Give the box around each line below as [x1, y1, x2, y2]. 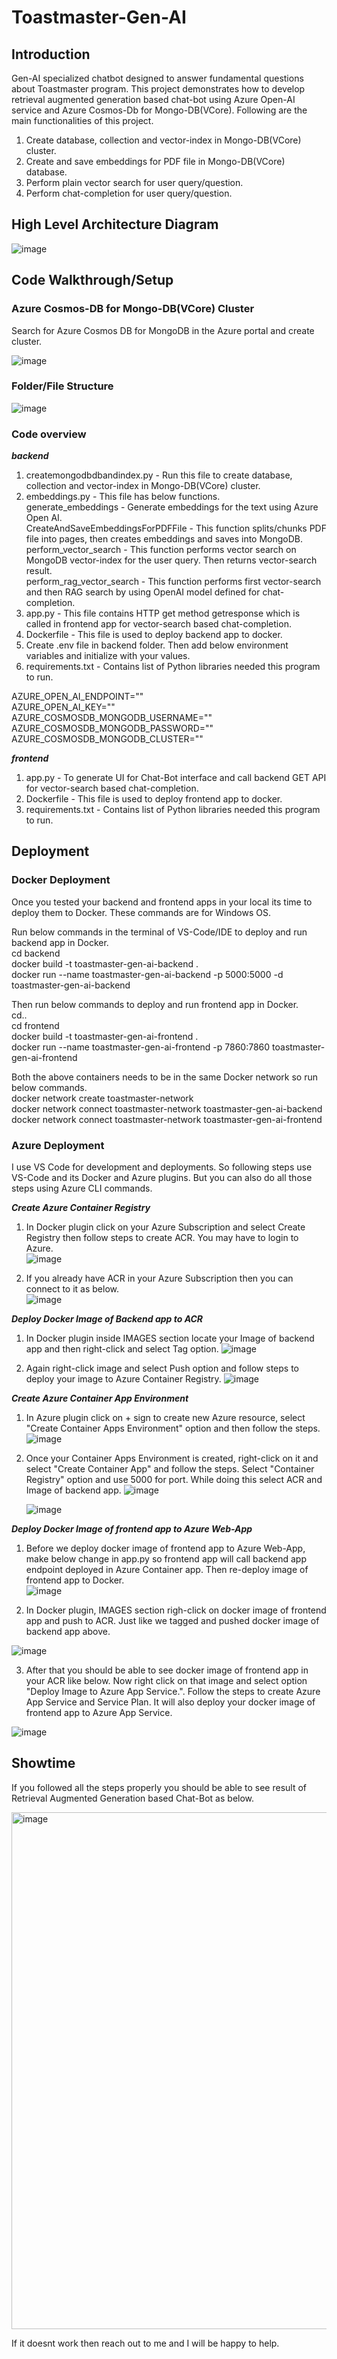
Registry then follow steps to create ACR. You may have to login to [25, 1232, 299, 1244]
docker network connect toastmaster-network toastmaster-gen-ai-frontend [11, 1113, 323, 1125]
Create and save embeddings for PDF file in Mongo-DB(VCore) [25, 156, 286, 167]
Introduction [11, 46, 91, 63]
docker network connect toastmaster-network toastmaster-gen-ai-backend [11, 1102, 323, 1115]
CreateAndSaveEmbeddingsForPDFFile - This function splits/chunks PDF [25, 522, 327, 535]
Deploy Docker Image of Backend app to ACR [11, 1313, 204, 1325]
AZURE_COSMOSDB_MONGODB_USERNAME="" [11, 712, 213, 724]
